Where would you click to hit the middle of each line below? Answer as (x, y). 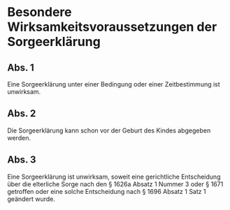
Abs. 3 (22, 160)
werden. (19, 137)
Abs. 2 (22, 113)
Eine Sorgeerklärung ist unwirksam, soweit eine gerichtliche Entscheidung (114, 177)
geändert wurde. (31, 199)
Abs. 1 (21, 67)
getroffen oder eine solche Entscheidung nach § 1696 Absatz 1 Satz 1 (107, 191)
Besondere (39, 12)
